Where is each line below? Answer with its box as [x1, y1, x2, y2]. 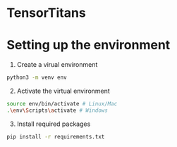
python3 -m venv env [6, 74, 68, 82]
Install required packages [16, 120, 91, 128]
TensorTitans [6, 5, 86, 21]
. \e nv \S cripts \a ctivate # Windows [6, 107, 109, 114]
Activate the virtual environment [16, 87, 110, 95]
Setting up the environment [6, 37, 171, 53]
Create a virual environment [16, 60, 98, 69]
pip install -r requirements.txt [6, 133, 105, 140]
